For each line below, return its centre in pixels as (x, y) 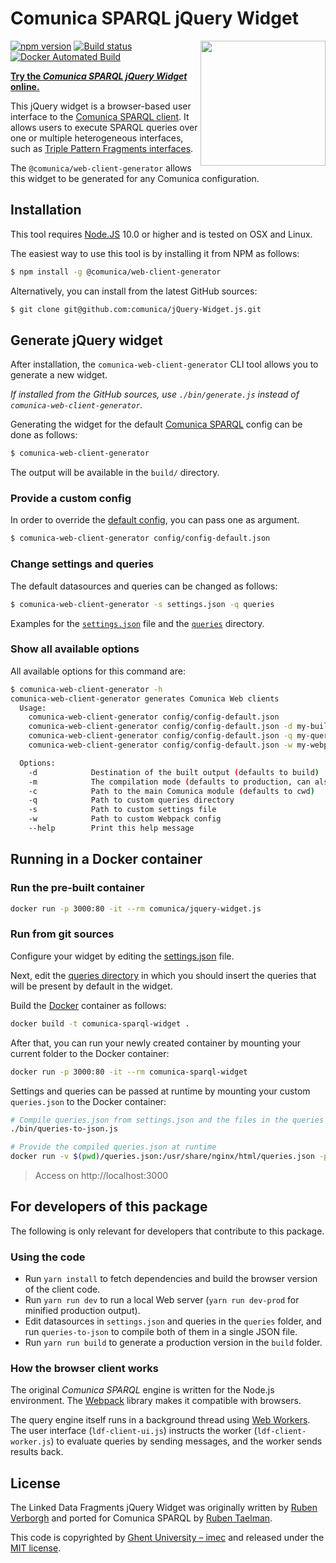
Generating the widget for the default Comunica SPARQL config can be (156, 424)
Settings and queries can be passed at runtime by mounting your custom (160, 1091)
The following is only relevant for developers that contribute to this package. (167, 1231)
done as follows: (44, 435)
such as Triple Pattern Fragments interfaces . (102, 148)
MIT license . (36, 1548)
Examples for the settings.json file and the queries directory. (137, 623)
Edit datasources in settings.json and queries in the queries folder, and (173, 1321)
